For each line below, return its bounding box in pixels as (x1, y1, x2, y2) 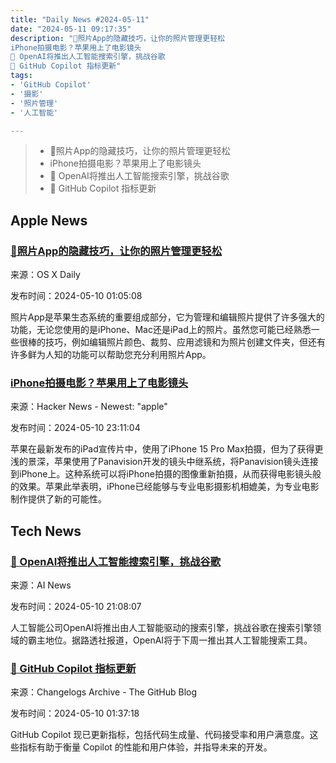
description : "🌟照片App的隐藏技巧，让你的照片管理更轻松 (10, 33, 225, 43)
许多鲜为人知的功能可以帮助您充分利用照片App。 (10, 349, 212, 361)
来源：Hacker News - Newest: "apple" (10, 401, 168, 413)
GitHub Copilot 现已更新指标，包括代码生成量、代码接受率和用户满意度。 (10, 729, 310, 741)
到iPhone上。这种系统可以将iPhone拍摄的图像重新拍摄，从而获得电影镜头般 (10, 468, 322, 480)
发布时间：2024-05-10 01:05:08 (10, 290, 143, 302)
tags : (10, 71, 33, 81)
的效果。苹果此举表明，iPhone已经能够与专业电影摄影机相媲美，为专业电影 (10, 481, 320, 493)
